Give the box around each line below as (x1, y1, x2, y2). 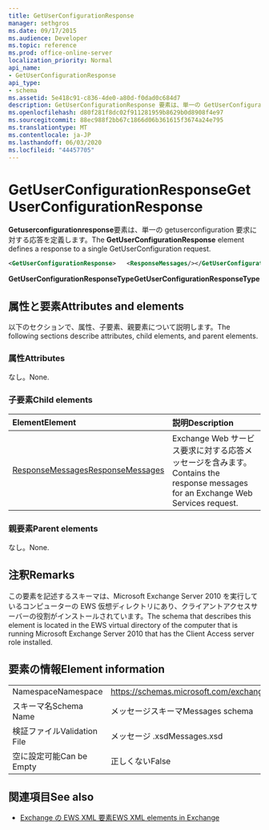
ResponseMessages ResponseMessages (12, 464, 165, 476)
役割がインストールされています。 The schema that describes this (35, 611, 251, 621)
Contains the (171, 467, 220, 478)
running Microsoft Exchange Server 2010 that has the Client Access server (8, 629, 255, 638)
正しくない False (110, 755, 171, 767)
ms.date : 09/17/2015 (8, 26, 78, 34)
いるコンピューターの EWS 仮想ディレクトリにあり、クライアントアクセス (8, 601, 251, 610)
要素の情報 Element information (8, 662, 166, 676)
